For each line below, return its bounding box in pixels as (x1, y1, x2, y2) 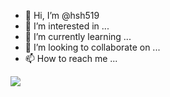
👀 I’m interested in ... (24, 20, 110, 32)
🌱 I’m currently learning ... (24, 31, 132, 42)
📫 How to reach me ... (24, 53, 118, 64)
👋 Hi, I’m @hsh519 (24, 10, 100, 21)
